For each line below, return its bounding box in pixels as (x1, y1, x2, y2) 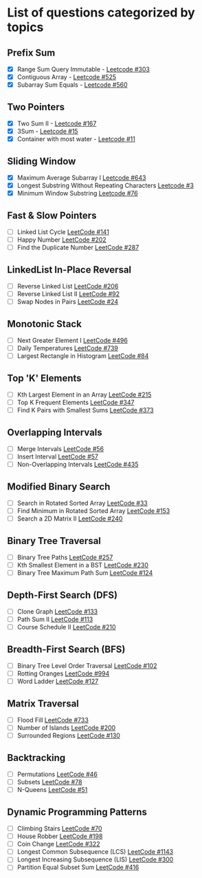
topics (7, 19, 44, 35)
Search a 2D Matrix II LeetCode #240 (16, 514, 123, 523)
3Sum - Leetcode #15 (16, 127, 78, 136)
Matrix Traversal (7, 698, 79, 709)
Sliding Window (7, 155, 76, 167)
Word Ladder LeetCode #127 (16, 677, 99, 686)
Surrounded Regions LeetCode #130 (16, 731, 120, 740)
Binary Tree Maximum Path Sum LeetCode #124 (16, 569, 153, 577)
